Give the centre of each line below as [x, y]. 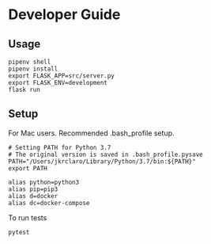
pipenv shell [30, 62]
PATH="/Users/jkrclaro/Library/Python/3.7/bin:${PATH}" [102, 161]
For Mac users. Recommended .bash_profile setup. [91, 133]
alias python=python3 [44, 182]
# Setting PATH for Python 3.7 [60, 147]
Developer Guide [64, 15]
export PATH [28, 168]
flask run [24, 90]
